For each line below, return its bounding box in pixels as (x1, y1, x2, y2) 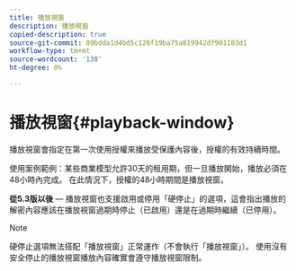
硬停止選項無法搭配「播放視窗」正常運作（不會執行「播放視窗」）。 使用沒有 (9, 240, 288, 251)
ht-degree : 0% (9, 64, 63, 73)
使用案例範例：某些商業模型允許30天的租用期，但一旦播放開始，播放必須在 (9, 162, 288, 173)
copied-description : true (9, 30, 106, 39)
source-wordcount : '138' (9, 55, 103, 64)
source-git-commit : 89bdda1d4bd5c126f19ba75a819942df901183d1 (9, 38, 247, 48)
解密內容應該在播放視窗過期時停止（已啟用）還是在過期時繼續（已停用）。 (9, 204, 282, 215)
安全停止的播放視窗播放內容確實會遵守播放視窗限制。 (9, 252, 207, 263)
